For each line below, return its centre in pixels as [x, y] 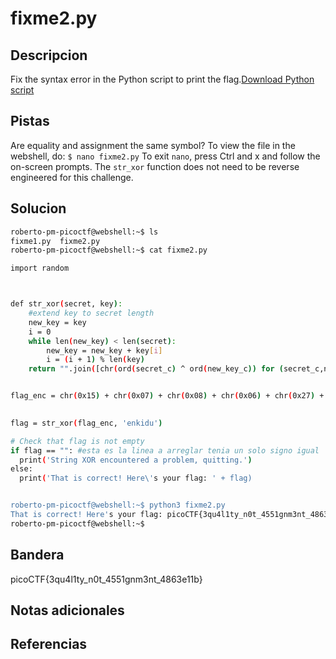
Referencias [49, 644]
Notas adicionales [67, 610]
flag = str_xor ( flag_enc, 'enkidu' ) [86, 423]
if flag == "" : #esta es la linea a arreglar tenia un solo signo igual [165, 450]
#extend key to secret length [91, 313]
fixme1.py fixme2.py [55, 241]
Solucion [38, 208]
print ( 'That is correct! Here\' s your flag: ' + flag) [136, 478]
